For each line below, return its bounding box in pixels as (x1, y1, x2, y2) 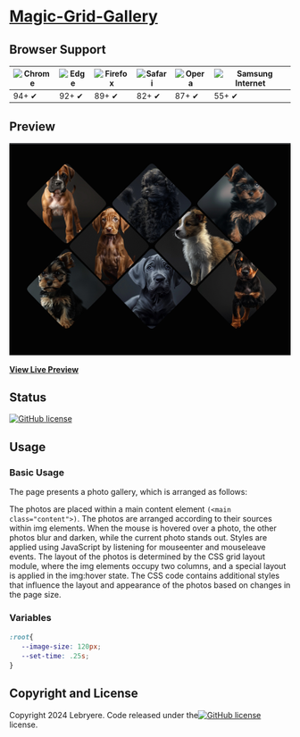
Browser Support (9, 42, 107, 57)
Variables (9, 612, 52, 624)
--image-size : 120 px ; (21, 642, 102, 651)
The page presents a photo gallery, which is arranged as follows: (9, 487, 248, 498)
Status (9, 389, 47, 405)
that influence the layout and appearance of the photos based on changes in (9, 580, 291, 590)
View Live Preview (9, 364, 79, 374)
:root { (9, 632, 34, 642)
